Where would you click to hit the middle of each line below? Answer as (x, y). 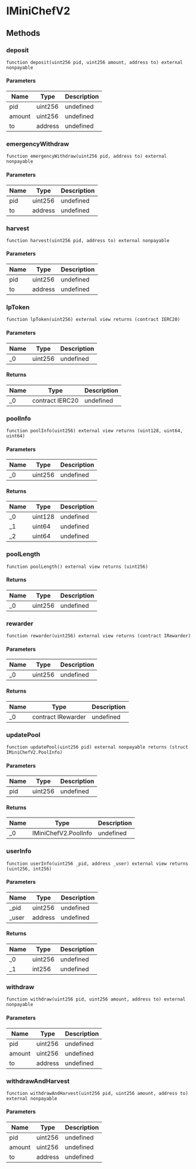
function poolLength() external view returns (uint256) (77, 567)
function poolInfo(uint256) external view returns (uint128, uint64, (95, 431)
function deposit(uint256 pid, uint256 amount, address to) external (95, 62)
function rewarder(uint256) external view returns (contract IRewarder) (99, 636)
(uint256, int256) (29, 869)
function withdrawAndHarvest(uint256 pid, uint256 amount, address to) (97, 1093)
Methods (23, 33)
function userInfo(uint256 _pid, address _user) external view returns (97, 864)
